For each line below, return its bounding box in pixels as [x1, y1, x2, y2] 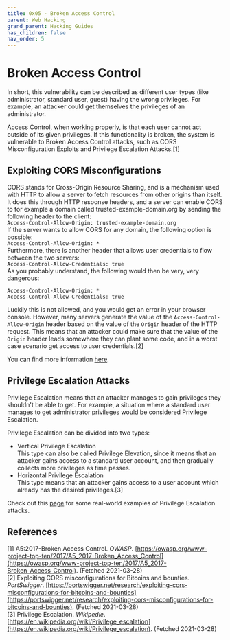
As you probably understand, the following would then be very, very [7, 266, 199, 275]
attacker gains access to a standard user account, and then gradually [16, 456, 214, 464]
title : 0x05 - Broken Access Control [7, 10, 115, 17]
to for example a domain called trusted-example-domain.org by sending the [7, 205, 222, 213]
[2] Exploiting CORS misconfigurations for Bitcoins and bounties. [7, 573, 190, 582]
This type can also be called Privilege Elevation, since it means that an [16, 449, 216, 457]
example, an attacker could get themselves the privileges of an [7, 102, 185, 111]
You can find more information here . [7, 355, 110, 363]
